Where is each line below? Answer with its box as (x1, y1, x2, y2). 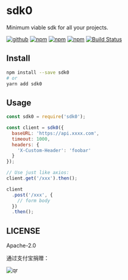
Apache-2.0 (6, 242, 37, 250)
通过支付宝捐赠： (6, 254, 49, 262)
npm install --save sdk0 (6, 69, 69, 75)
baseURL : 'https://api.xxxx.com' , (12, 130, 99, 136)
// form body (17, 197, 51, 204)
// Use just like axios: (6, 170, 69, 176)
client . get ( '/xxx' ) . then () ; (6, 175, 78, 181)
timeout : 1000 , (12, 136, 51, 142)
